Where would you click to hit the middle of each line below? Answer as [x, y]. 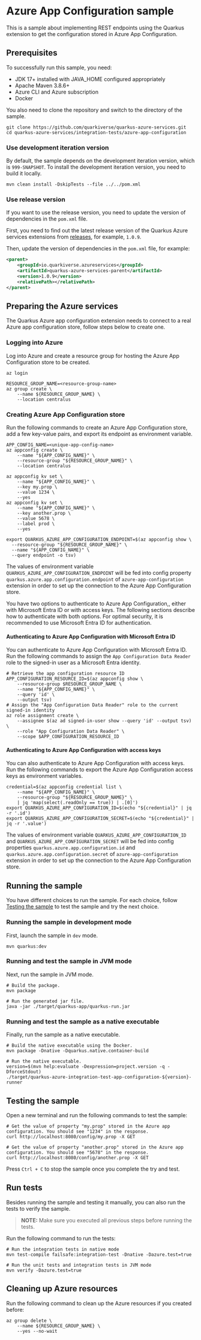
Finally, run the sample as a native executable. [63, 1035]
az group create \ [29, 389]
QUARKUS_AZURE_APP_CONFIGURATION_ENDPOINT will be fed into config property [99, 573]
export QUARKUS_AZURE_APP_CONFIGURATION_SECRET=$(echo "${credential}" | [100, 819]
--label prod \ [36, 524]
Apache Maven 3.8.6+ [42, 85]
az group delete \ [29, 1320]
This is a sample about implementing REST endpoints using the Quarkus [95, 28]
